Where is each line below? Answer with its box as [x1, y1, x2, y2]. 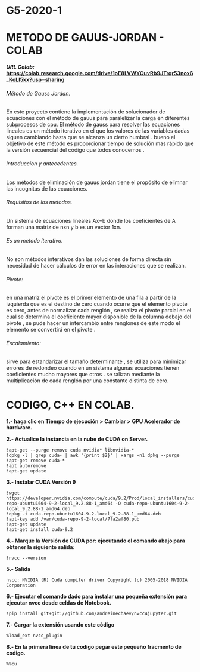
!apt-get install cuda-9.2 [6, 527, 73, 533]
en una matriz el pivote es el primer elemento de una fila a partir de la [6, 294, 177, 302]
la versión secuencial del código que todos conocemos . [6, 146, 145, 154]
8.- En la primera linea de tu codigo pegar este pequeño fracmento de [6, 643, 182, 650]
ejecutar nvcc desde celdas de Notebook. [6, 599, 112, 606]
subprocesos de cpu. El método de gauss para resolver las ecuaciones [6, 121, 180, 128]
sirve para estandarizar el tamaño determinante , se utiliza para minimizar [6, 358, 186, 365]
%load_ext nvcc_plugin [6, 633, 62, 639]
